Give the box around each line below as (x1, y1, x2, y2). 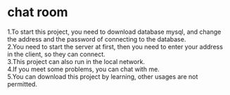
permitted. (7, 80, 37, 88)
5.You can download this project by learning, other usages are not (7, 72, 198, 81)
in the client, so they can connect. (7, 50, 106, 58)
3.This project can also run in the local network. (7, 57, 146, 65)
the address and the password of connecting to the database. (7, 34, 186, 43)
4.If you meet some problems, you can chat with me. (7, 65, 160, 73)
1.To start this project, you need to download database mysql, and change (7, 27, 222, 36)
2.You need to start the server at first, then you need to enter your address (7, 42, 224, 51)
